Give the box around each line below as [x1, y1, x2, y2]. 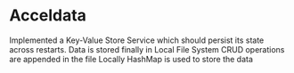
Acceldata [9, 5, 87, 26]
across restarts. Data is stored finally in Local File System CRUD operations [9, 44, 285, 54]
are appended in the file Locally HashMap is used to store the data [9, 53, 254, 64]
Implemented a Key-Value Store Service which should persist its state [9, 35, 265, 45]
